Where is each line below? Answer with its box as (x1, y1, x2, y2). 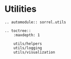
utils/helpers (13, 41, 42, 46)
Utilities (4, 3, 37, 15)
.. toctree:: (4, 28, 31, 33)
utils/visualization (13, 50, 55, 55)
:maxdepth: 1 (13, 32, 40, 37)
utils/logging (13, 45, 42, 50)
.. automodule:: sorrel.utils (4, 20, 67, 25)
